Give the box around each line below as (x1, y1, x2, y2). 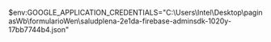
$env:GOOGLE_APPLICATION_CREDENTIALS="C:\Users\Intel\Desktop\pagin (8, 8, 263, 17)
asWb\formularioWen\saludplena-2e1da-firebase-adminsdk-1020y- (8, 16, 232, 26)
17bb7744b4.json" (8, 25, 70, 34)
